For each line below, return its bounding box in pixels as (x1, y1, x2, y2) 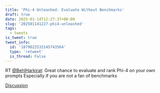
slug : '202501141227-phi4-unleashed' (5, 21, 84, 26)
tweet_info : (5, 40, 30, 45)
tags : (5, 26, 17, 31)
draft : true (5, 12, 30, 17)
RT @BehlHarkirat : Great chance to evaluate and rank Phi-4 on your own (5, 67, 155, 73)
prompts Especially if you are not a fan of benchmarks (5, 73, 117, 79)
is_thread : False (10, 53, 46, 59)
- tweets (10, 30, 28, 35)
